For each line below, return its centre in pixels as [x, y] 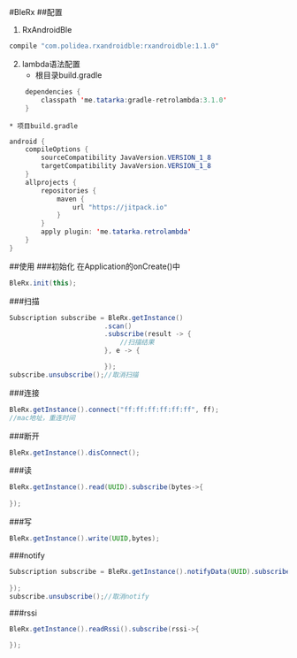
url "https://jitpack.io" [120, 207]
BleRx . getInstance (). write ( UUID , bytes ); [85, 539]
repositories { [69, 191]
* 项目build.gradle [44, 126]
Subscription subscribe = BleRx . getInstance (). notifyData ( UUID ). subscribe [150, 571]
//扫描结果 [137, 342]
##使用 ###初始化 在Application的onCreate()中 [95, 266]
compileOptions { [57, 149]
